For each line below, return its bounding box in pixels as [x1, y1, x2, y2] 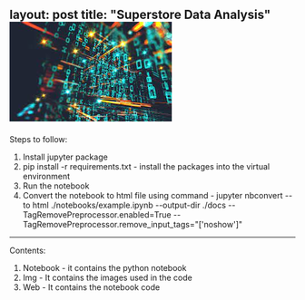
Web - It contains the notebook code [22, 281, 161, 293]
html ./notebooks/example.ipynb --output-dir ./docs [32, 199, 227, 210]
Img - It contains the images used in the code [22, 272, 192, 283]
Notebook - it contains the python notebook [22, 262, 187, 273]
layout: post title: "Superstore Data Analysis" [9, 7, 271, 23]
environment [22, 170, 71, 181]
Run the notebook [22, 180, 90, 191]
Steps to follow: [9, 133, 68, 144]
